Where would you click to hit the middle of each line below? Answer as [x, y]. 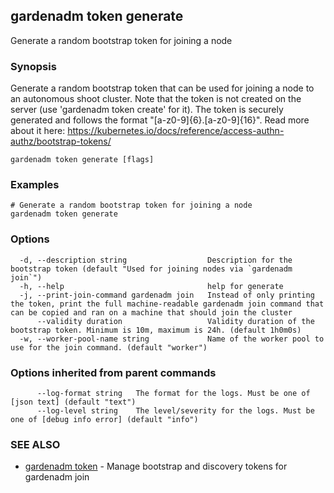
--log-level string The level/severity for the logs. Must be [175, 411]
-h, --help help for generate [151, 286]
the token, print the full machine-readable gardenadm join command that [167, 304]
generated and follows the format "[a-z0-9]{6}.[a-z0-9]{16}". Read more [160, 120]
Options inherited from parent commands [113, 372]
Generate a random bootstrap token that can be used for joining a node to [162, 88]
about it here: [38, 131]
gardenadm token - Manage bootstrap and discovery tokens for [156, 466]
